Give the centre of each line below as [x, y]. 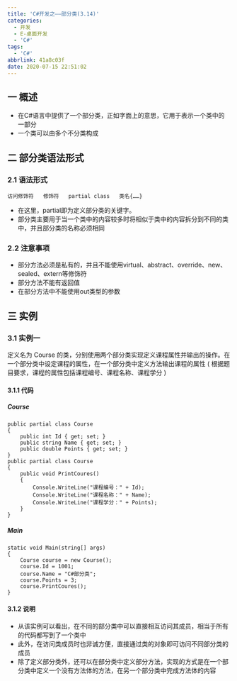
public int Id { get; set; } [63, 436]
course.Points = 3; [49, 580]
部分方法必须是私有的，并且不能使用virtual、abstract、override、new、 [122, 265]
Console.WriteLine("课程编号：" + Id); [89, 487]
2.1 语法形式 [28, 179]
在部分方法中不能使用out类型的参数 [69, 292]
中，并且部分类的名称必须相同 [61, 228]
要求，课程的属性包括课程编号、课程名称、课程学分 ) [90, 372]
